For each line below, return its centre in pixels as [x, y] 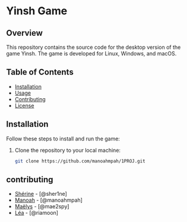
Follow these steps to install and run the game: [63, 139]
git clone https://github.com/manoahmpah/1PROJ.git [80, 161]
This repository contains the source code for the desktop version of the [93, 47]
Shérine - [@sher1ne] [41, 194]
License [24, 105]
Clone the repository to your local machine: [67, 150]
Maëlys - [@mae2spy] [42, 207]
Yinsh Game [37, 11]
